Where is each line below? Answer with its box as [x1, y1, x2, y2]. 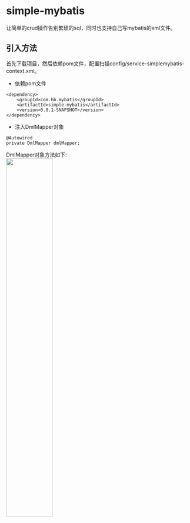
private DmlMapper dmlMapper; [6, 140, 81, 146]
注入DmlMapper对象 [14, 123, 64, 130]
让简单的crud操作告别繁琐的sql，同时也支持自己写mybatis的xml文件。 [6, 24, 176, 31]
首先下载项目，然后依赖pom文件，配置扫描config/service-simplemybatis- [6, 60, 185, 67]
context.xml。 [6, 67, 40, 74]
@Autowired [6, 135, 33, 141]
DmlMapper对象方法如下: [6, 151, 67, 158]
